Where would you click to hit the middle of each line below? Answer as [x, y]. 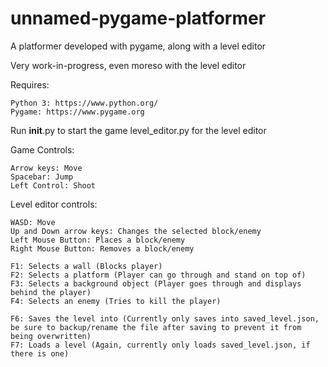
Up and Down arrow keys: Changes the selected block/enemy [136, 231]
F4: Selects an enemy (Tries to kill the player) [116, 301]
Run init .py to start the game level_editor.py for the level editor [138, 130]
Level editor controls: [54, 204]
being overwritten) [51, 336]
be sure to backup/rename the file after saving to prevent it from [156, 327]
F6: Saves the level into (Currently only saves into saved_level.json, [165, 318]
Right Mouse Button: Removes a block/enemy [102, 248]
